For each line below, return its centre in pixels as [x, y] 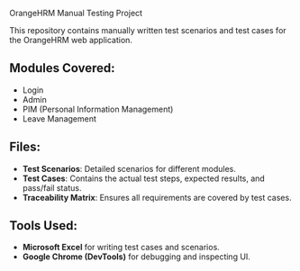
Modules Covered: [62, 68]
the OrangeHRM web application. [71, 40]
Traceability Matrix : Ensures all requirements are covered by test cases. [157, 197]
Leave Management [59, 118]
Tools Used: [44, 226]
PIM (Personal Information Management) [98, 109]
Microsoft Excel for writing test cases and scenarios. [121, 248]
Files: [25, 147]
